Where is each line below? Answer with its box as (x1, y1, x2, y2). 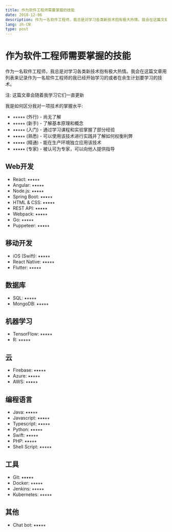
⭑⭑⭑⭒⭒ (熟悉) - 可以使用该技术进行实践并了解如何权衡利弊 (12, 133, 133, 139)
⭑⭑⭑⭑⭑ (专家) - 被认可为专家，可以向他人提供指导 (12, 146, 115, 152)
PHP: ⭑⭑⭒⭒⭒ (12, 438, 37, 444)
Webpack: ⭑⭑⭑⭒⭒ (12, 211, 48, 217)
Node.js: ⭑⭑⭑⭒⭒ (12, 188, 45, 194)
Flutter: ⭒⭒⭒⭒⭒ (12, 264, 41, 270)
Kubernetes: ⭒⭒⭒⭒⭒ (12, 491, 52, 498)
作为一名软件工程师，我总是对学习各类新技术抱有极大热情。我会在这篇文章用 (5, 68, 167, 74)
